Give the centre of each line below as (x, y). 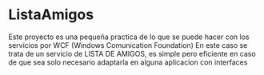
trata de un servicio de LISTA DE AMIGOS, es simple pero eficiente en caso (132, 53)
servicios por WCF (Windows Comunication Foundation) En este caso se (128, 45)
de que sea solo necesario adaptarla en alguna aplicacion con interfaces (128, 62)
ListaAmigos (51, 15)
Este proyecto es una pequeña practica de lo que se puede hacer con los (129, 37)
